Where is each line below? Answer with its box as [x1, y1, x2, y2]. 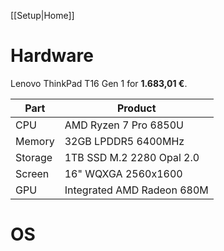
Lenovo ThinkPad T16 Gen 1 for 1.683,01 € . [10, 77, 188, 89]
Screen [15, 166, 50, 180]
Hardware [10, 45, 94, 67]
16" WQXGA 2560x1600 [64, 166, 183, 180]
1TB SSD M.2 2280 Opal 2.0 [64, 150, 200, 164]
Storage [15, 150, 53, 164]
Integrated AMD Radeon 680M [64, 183, 209, 197]
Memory [15, 134, 55, 148]
